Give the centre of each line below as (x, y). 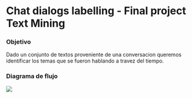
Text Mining (36, 23)
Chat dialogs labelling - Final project (96, 11)
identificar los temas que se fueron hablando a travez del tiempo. (85, 61)
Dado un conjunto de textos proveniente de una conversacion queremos (94, 55)
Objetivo (19, 42)
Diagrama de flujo (32, 76)
